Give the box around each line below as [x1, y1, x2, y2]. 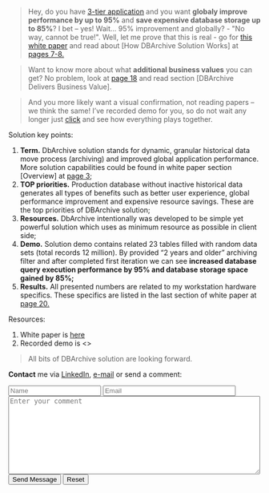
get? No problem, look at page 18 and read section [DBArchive [27, 74, 235, 83]
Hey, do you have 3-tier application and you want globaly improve [27, 7, 248, 16]
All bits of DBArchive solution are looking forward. [27, 354, 193, 363]
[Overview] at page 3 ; [19, 172, 93, 180]
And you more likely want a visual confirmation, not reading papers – [27, 98, 255, 107]
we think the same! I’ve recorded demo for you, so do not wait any [27, 106, 247, 115]
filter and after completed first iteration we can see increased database [19, 257, 257, 265]
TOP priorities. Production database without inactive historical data [19, 180, 243, 189]
